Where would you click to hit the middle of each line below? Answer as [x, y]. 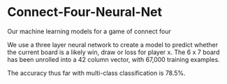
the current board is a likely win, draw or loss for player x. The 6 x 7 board [113, 52]
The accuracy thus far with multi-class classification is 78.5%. [97, 73]
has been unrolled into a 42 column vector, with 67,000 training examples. [113, 59]
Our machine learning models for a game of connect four [89, 31]
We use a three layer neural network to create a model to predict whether [113, 44]
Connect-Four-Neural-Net [85, 12]
